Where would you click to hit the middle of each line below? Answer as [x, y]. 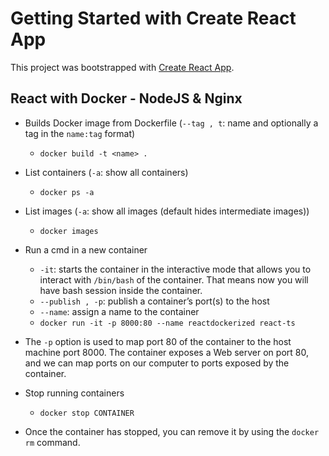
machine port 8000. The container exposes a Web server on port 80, [166, 352]
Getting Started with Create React [153, 18]
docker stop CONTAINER [87, 413]
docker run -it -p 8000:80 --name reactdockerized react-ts [167, 323]
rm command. [52, 442]
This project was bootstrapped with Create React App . [122, 67]
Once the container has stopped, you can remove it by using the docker [172, 431]
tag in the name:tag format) [80, 133]
